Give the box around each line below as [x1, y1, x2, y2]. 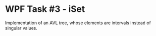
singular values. [5, 25, 38, 31]
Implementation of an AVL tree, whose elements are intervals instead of [5, 20, 151, 26]
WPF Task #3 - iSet [5, 3, 85, 15]
